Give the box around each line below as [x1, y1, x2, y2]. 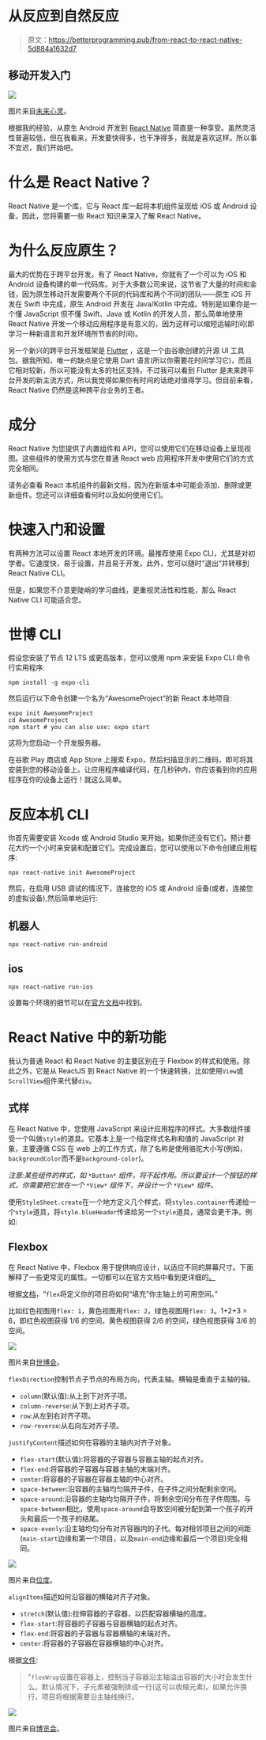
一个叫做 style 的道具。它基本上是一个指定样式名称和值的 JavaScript [14, 1134, 235, 1143]
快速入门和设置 [8, 520, 106, 538]
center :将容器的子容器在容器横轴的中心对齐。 [19, 1638, 168, 1647]
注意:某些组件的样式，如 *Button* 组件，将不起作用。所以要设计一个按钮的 [8, 1170, 250, 1180]
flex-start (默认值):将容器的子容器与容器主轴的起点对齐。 [19, 1454, 208, 1464]
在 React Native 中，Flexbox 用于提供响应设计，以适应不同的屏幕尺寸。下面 [8, 1262, 254, 1271]
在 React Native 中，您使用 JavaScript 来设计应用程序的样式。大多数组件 [8, 1123, 245, 1133]
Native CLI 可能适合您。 [8, 595, 85, 604]
